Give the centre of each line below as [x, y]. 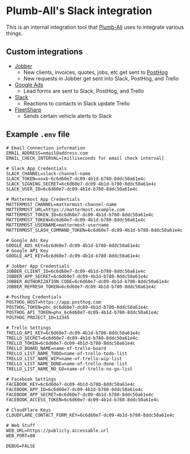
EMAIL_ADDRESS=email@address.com [47, 153]
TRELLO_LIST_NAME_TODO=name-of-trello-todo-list [67, 354]
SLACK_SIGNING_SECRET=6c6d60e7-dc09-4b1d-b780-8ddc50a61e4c [81, 184]
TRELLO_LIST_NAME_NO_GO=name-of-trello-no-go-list [69, 369]
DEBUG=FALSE [21, 446]
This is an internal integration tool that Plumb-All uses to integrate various [95, 27]
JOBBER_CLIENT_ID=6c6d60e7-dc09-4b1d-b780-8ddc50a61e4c [76, 271]
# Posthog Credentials [34, 297]
